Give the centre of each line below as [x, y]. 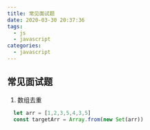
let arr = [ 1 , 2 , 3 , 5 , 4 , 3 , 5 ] [52, 113]
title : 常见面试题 [31, 13]
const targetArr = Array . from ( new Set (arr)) [78, 119]
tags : [15, 26]
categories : [24, 46]
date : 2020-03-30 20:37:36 [46, 20]
